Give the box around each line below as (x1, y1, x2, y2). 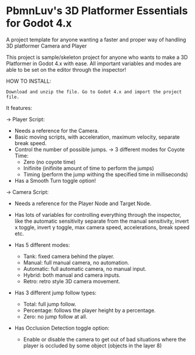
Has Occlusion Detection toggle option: (14, 324, 110, 331)
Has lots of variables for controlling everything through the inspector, (14, 211, 182, 218)
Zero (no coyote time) (23, 158, 76, 165)
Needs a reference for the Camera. (14, 127, 100, 134)
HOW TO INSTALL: (6, 78, 52, 85)
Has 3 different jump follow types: (14, 289, 97, 296)
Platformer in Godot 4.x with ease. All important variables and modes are (6, 60, 182, 67)
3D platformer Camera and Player (6, 42, 87, 49)
